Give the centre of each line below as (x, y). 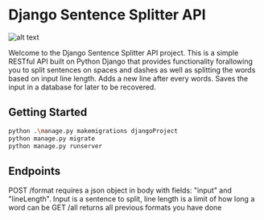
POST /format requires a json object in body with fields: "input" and (120, 190)
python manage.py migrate (52, 139)
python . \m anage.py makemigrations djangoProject (93, 131)
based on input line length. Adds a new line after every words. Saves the (128, 78)
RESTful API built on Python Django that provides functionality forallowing (131, 61)
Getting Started (48, 112)
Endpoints (35, 171)
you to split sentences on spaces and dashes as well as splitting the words (132, 69)
